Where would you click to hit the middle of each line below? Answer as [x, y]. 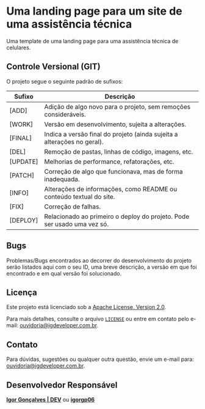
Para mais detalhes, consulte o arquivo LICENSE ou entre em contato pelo [98, 319]
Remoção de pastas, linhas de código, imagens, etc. [119, 152]
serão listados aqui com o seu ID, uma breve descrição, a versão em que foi [102, 267]
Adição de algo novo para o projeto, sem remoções [117, 107]
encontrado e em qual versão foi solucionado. [64, 273]
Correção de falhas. [73, 207]
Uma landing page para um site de [94, 11]
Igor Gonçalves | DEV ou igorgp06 [51, 400]
